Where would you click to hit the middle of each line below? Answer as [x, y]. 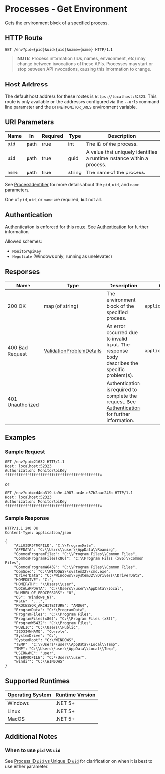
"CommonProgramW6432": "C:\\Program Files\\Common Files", [76, 567]
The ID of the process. [112, 144]
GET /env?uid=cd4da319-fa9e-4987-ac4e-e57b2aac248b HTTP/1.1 [69, 493]
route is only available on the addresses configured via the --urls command [82, 101]
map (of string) [61, 306]
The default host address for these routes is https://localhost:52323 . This [81, 96]
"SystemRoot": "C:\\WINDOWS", [45, 640]
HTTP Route [24, 38]
